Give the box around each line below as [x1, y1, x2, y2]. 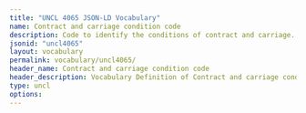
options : [9, 89, 43, 98]
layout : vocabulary [9, 47, 84, 56]
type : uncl [9, 81, 51, 90]
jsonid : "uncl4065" [9, 38, 84, 48]
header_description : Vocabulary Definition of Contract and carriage [9, 73, 280, 82]
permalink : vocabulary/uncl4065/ [9, 56, 137, 65]
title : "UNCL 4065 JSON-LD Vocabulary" [9, 13, 161, 23]
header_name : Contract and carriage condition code [9, 65, 209, 74]
